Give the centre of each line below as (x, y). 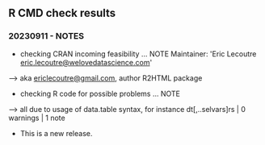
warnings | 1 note (37, 118)
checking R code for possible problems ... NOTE (100, 93)
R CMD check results (62, 13)
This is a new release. (56, 133)
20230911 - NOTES (46, 36)
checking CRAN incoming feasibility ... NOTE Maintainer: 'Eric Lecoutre (138, 54)
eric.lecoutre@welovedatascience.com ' (86, 62)
